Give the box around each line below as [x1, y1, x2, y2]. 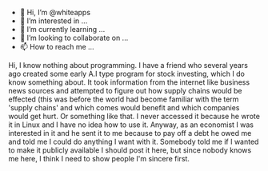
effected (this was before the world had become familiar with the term [8, 94, 239, 104]
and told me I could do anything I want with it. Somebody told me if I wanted [8, 137, 259, 146]
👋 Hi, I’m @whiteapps [19, 8, 90, 17]
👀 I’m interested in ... [19, 16, 88, 26]
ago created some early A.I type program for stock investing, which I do [8, 69, 246, 78]
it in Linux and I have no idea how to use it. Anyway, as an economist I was [8, 120, 254, 129]
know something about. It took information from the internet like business [8, 78, 250, 87]
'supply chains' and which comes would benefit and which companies [8, 103, 240, 112]
